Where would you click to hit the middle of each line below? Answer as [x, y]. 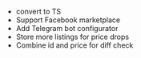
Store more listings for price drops [73, 37]
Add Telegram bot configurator [67, 28]
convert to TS [38, 12]
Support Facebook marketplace [68, 20]
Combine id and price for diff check [75, 45]
